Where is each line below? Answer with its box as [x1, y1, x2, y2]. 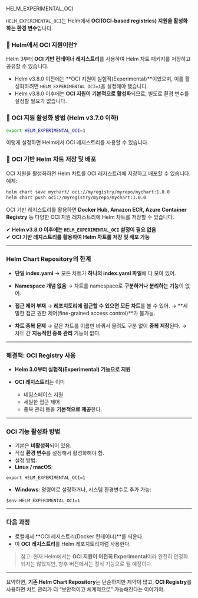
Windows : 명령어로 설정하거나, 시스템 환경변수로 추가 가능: [14, 486, 152, 493]
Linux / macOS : [14, 464, 53, 471]
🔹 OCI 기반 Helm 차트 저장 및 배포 [6, 155, 96, 163]
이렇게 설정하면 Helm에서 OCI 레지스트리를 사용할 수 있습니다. [6, 139, 149, 146]
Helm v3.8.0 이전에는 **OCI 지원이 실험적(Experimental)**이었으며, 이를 [14, 75, 184, 82]
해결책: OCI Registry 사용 [6, 351, 76, 360]
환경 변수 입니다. [16, 25, 53, 31]
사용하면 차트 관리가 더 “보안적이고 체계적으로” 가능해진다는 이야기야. [6, 586, 165, 593]
